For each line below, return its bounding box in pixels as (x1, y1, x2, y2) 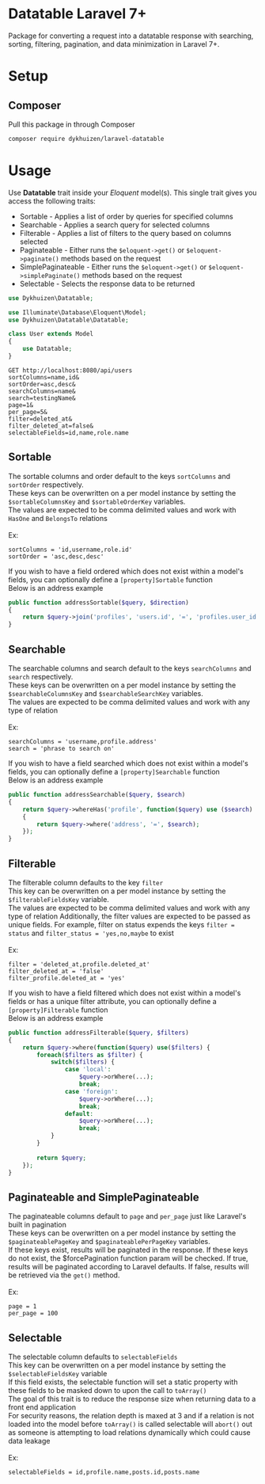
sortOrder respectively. (8, 480, 85, 489)
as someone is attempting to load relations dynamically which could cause (8, 1428, 251, 1437)
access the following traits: (8, 196, 97, 206)
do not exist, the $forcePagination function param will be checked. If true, (8, 1254, 248, 1263)
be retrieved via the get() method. (8, 1270, 120, 1280)
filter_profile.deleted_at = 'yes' (8, 974, 126, 982)
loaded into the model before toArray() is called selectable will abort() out (8, 1419, 253, 1429)
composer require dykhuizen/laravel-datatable (8, 135, 165, 143)
